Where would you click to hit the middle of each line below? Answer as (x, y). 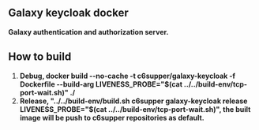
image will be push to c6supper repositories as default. (112, 117)
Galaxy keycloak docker (68, 13)
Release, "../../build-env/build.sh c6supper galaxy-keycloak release (133, 101)
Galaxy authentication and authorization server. (88, 32)
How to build (40, 57)
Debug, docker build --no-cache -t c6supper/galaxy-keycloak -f (127, 76)
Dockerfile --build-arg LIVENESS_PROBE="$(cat (101, 84)
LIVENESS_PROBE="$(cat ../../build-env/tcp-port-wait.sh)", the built (135, 109)
